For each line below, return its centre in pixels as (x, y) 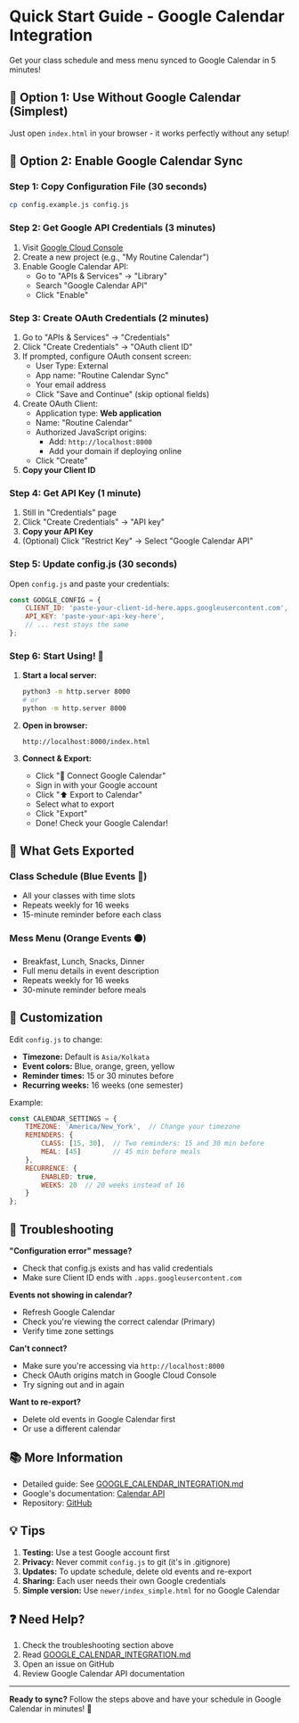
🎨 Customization (56, 1018)
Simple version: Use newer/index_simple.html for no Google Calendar (151, 1590)
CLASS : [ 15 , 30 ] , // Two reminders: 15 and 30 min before (153, 1144)
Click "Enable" (62, 294)
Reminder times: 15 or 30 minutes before (98, 1075)
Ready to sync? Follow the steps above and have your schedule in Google (145, 1699)
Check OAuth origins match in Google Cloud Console (119, 1375)
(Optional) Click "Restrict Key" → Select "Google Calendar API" (137, 541)
